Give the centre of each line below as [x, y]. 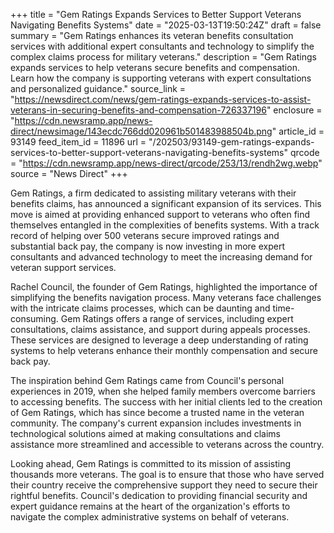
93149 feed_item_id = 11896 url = [78, 142]
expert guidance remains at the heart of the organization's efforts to [150, 506]
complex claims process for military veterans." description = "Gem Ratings [163, 57]
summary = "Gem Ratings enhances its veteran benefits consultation [152, 35]
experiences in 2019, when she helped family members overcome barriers [163, 391]
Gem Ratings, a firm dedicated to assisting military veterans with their [153, 193]
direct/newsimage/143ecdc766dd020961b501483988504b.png [141, 131]
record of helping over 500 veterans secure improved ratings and [145, 235]
